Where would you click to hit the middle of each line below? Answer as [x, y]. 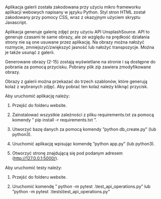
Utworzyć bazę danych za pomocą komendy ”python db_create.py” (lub [84, 129]
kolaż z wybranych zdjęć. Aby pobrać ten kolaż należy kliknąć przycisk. [77, 86]
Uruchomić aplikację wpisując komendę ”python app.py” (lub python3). [83, 144]
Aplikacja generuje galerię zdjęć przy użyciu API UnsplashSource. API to [77, 32]
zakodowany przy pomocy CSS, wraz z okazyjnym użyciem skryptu [73, 17]
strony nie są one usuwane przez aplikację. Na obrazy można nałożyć [75, 42]
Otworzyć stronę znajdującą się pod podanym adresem [67, 153]
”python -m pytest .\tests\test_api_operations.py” [61, 191]
